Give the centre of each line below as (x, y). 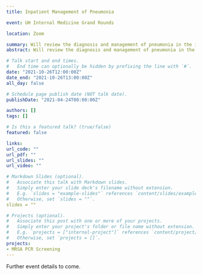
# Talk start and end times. (43, 61)
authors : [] (21, 111)
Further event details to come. (44, 266)
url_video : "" (24, 166)
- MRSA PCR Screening (33, 249)
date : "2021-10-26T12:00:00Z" (44, 72)
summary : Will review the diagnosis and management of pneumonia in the (99, 45)
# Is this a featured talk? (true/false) (59, 127)
